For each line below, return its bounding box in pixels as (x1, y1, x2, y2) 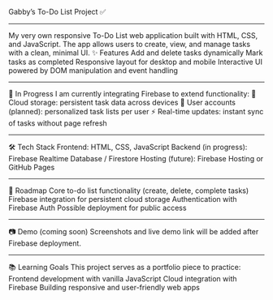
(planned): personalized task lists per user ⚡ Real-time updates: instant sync (8, 107, 264, 116)
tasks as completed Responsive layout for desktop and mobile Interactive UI (8, 57, 262, 66)
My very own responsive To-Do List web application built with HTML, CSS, (8, 31, 258, 40)
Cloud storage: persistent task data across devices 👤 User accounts (8, 97, 236, 107)
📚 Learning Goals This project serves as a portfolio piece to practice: (8, 263, 241, 272)
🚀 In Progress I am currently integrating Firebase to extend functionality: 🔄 (8, 89, 257, 98)
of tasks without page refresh (8, 118, 107, 128)
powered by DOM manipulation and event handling (8, 66, 179, 75)
